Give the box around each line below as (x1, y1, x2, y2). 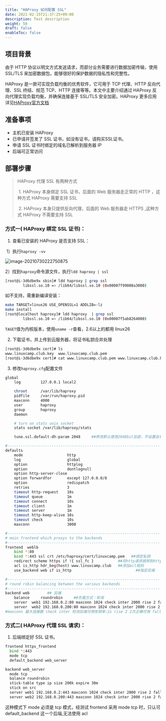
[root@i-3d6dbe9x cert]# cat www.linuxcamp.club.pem (5, 356, 116, 361)
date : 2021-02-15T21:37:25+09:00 (5, 12, 74, 17)
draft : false (5, 26, 32, 31)
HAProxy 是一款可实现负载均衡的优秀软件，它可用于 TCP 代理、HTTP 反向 (5, 80, 157, 87)
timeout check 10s (14, 517, 74, 522)
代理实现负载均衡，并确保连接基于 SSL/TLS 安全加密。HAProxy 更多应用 (9, 93, 157, 99)
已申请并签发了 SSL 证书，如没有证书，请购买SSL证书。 (12, 136, 126, 142)
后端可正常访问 (12, 148, 43, 154)
